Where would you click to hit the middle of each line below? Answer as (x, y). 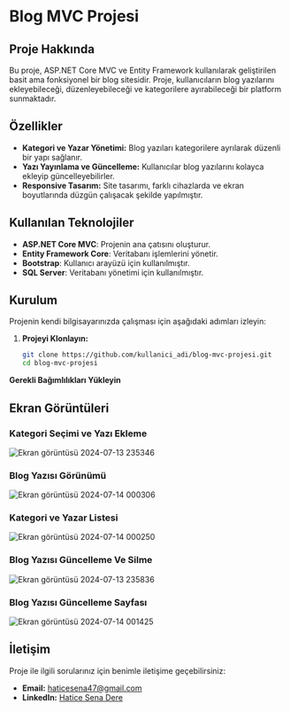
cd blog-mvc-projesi (60, 363)
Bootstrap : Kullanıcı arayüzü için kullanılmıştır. (106, 262)
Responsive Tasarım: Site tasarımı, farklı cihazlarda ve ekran (133, 185)
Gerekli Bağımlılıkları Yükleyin (65, 380)
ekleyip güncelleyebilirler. (68, 176)
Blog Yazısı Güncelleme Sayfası (78, 602)
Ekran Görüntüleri (59, 408)
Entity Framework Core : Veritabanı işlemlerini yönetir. (120, 254)
